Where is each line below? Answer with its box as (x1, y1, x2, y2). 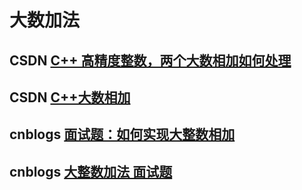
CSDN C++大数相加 (9, 89, 131, 106)
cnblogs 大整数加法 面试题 (9, 163, 173, 180)
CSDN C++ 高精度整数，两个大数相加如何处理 (9, 52, 292, 69)
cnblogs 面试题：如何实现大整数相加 (9, 126, 236, 143)
